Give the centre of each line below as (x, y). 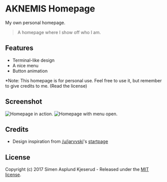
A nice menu (25, 65)
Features (19, 48)
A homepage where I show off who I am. (59, 32)
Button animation (30, 71)
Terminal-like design (33, 60)
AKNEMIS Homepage (50, 9)
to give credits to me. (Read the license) (46, 86)
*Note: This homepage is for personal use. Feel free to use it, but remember (83, 80)
